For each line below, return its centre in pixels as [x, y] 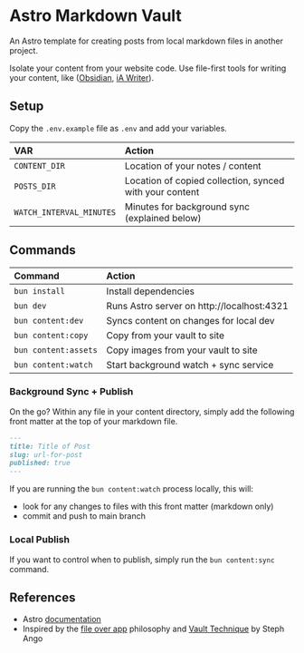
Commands [43, 250]
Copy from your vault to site [165, 335]
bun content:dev [49, 320]
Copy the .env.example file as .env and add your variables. [119, 128]
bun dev [30, 306]
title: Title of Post [50, 446]
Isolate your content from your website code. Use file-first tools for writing [148, 68]
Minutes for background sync [188, 207]
